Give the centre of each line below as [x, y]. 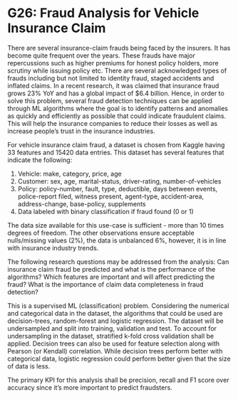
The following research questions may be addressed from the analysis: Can [118, 262]
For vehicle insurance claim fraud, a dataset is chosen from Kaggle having [116, 144]
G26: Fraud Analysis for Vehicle [103, 13]
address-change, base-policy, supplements [82, 203]
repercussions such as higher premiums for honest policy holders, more [113, 63]
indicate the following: [40, 160]
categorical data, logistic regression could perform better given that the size [119, 358]
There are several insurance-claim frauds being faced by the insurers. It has [119, 48]
